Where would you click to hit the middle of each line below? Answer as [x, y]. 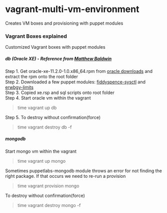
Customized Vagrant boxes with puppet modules [55, 47]
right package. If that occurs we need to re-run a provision [65, 176]
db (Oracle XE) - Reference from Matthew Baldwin [58, 58]
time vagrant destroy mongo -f [49, 205]
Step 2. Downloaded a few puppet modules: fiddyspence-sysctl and [75, 82]
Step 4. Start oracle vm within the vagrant [48, 98]
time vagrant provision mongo [48, 186]
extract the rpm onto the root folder [42, 77]
